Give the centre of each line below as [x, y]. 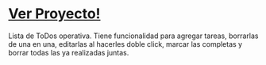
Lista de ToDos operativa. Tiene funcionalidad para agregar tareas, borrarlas [133, 36]
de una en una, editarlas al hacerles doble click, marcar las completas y [125, 44]
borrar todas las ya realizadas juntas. [69, 52]
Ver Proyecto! [54, 14]
